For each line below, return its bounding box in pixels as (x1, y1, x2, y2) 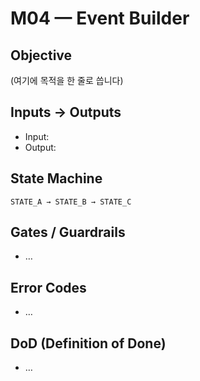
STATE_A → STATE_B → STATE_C (10, 197, 132, 207)
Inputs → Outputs (10, 104, 122, 121)
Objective (10, 47, 73, 64)
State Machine (10, 170, 103, 187)
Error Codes (10, 279, 87, 296)
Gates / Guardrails (10, 224, 126, 241)
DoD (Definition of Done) (10, 335, 167, 352)
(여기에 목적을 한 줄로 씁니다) (10, 75, 124, 86)
